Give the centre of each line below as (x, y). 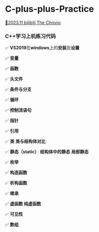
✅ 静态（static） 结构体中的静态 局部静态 (47, 152)
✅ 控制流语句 (18, 110)
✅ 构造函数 (16, 173)
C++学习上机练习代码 (31, 36)
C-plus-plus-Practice (49, 9)
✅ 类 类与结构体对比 (25, 141)
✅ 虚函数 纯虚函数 (23, 204)
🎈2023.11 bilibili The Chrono (33, 23)
